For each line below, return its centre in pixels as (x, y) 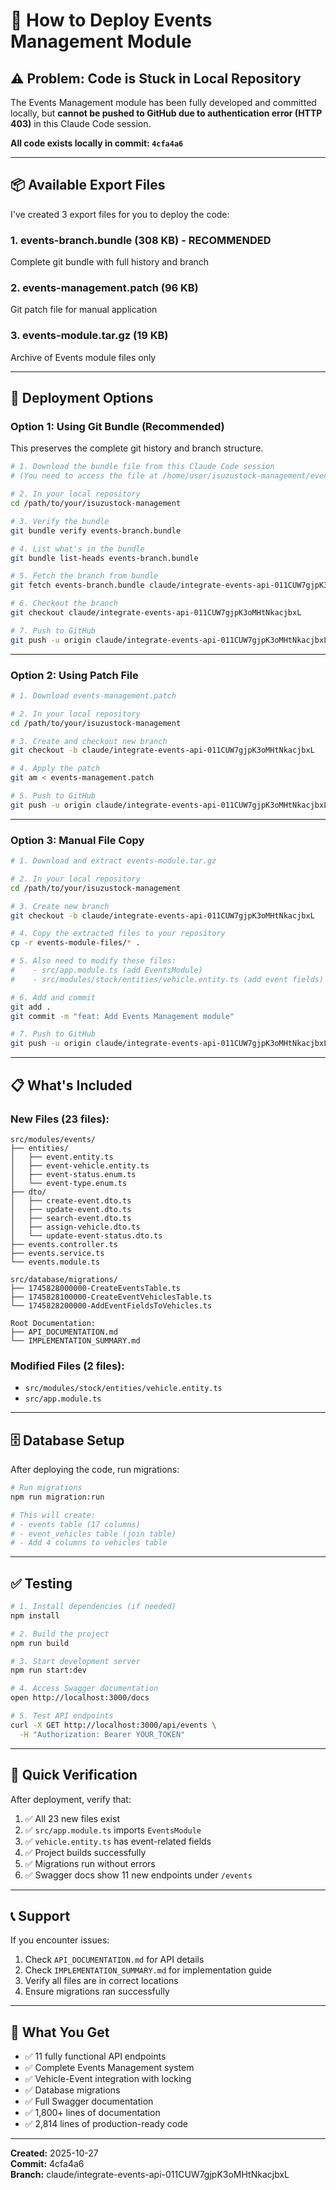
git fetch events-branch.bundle (77, 585)
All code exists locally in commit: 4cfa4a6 (97, 143)
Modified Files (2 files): (67, 1366)
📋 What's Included (71, 1085)
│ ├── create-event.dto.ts (71, 1200)
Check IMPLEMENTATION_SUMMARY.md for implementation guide (148, 1970)
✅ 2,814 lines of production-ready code (106, 2124)
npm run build (40, 1643)
